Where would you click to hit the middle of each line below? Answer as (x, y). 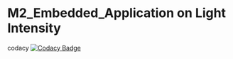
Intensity (34, 28)
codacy (18, 48)
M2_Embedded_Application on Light (116, 13)
